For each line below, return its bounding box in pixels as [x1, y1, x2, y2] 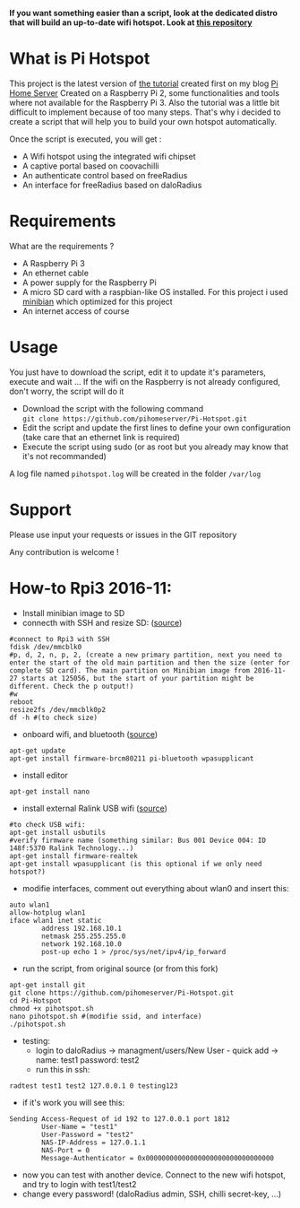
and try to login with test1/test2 [21, 1178, 137, 1189]
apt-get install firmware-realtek [9, 851, 139, 860]
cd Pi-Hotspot [9, 995, 63, 1005]
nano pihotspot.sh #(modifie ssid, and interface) [9, 1012, 202, 1021]
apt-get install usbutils [9, 828, 106, 837]
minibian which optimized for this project [21, 296, 173, 307]
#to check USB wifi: [9, 820, 87, 829]
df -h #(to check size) [9, 713, 99, 722]
